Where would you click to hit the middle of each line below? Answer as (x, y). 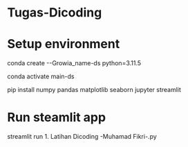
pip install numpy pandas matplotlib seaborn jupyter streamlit (94, 90)
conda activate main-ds (41, 76)
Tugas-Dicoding (55, 13)
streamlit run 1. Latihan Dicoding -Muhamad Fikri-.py (82, 137)
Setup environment (64, 44)
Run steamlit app (56, 117)
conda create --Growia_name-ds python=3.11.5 (74, 63)
